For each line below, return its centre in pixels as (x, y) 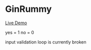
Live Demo (16, 23)
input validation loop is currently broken (46, 42)
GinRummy (29, 9)
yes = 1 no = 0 (20, 32)
